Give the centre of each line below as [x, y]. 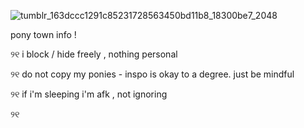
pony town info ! [43, 34]
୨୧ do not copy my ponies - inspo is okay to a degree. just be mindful [152, 74]
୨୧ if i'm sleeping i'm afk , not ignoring [89, 94]
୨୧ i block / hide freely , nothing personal [94, 54]
